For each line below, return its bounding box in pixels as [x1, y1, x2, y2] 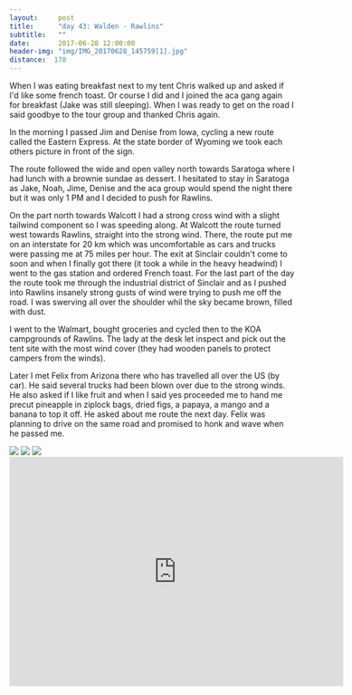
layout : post [9, 13, 75, 23]
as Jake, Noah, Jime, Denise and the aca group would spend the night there [9, 183, 293, 193]
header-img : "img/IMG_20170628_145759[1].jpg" [9, 47, 188, 56]
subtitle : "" [9, 30, 67, 39]
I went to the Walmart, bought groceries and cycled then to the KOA [9, 323, 262, 334]
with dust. [9, 306, 47, 317]
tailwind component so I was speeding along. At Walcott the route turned [9, 219, 281, 230]
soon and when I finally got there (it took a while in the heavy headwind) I [9, 258, 283, 268]
